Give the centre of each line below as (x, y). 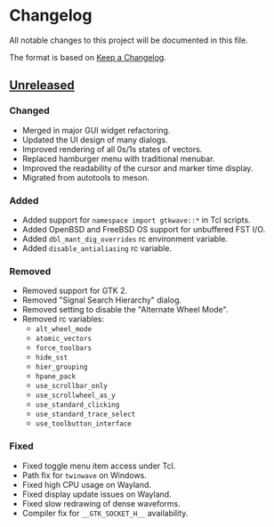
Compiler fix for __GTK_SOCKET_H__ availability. (105, 513)
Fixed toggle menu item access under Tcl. (99, 466)
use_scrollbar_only (72, 386)
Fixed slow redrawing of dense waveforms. (101, 503)
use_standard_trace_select (85, 415)
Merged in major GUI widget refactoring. (96, 130)
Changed (30, 110)
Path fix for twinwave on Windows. (84, 475)
